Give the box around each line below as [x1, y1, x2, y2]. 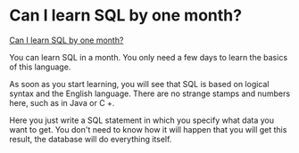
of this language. [9, 61, 71, 72]
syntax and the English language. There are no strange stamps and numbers [9, 88, 291, 99]
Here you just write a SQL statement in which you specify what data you [9, 115, 275, 125]
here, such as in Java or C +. [9, 97, 115, 108]
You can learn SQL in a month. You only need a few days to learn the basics [9, 52, 288, 62]
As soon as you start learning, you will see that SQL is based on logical [9, 78, 270, 89]
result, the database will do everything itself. [9, 133, 172, 144]
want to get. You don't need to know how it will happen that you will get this [9, 124, 287, 134]
